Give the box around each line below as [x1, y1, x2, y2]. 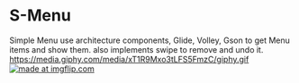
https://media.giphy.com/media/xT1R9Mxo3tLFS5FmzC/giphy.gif [9, 54, 249, 64]
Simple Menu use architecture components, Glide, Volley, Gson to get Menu [9, 35, 291, 46]
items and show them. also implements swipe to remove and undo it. [9, 44, 264, 54]
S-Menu [9, 5, 72, 26]
